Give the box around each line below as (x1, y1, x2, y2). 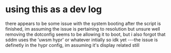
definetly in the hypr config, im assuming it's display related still (5, 42, 140, 48)
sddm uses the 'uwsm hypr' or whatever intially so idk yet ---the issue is (5, 37, 158, 43)
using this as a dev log (5, 4, 102, 15)
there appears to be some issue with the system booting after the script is (5, 20, 161, 26)
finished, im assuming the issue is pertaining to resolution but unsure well (5, 25, 160, 32)
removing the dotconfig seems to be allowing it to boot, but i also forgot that (5, 31, 166, 37)
